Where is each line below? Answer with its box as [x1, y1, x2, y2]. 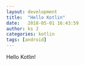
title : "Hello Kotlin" [6, 14, 66, 20]
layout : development [6, 8, 58, 15]
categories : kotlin [6, 31, 55, 37]
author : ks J [6, 25, 39, 32]
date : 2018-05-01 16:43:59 [6, 20, 79, 26]
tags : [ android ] [6, 37, 47, 43]
